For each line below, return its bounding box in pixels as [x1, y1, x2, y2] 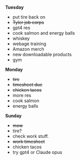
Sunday [5, 113, 22, 119]
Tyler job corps [12, 20, 44, 25]
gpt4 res [12, 25, 30, 31]
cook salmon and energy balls [12, 30, 75, 36]
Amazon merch [12, 46, 44, 52]
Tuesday [5, 5, 24, 10]
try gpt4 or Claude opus [12, 149, 62, 155]
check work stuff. [12, 133, 49, 139]
